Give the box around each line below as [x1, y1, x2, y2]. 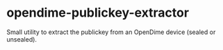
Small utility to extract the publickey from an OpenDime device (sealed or [6, 28, 216, 36]
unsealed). [6, 35, 38, 43]
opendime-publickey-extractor [6, 5, 189, 21]
